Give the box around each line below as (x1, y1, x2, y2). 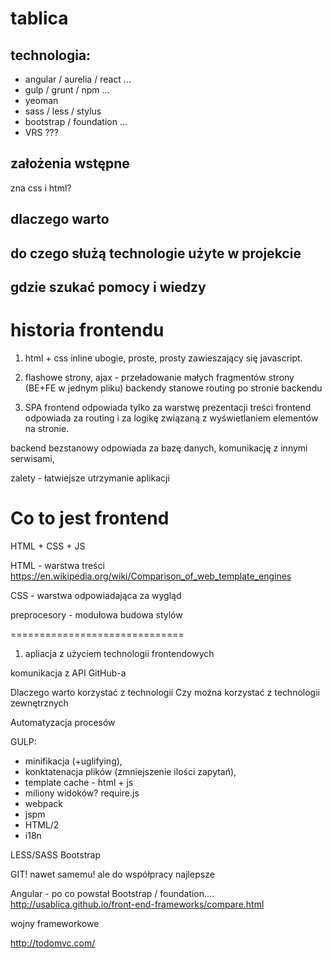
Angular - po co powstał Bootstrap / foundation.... (10, 887, 215, 899)
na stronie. (24, 422, 70, 434)
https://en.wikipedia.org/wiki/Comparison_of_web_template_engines (10, 570, 292, 582)
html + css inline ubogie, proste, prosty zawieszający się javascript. (24, 352, 303, 364)
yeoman (24, 95, 59, 106)
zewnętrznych (10, 697, 69, 709)
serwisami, (10, 452, 55, 464)
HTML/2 (24, 818, 60, 831)
